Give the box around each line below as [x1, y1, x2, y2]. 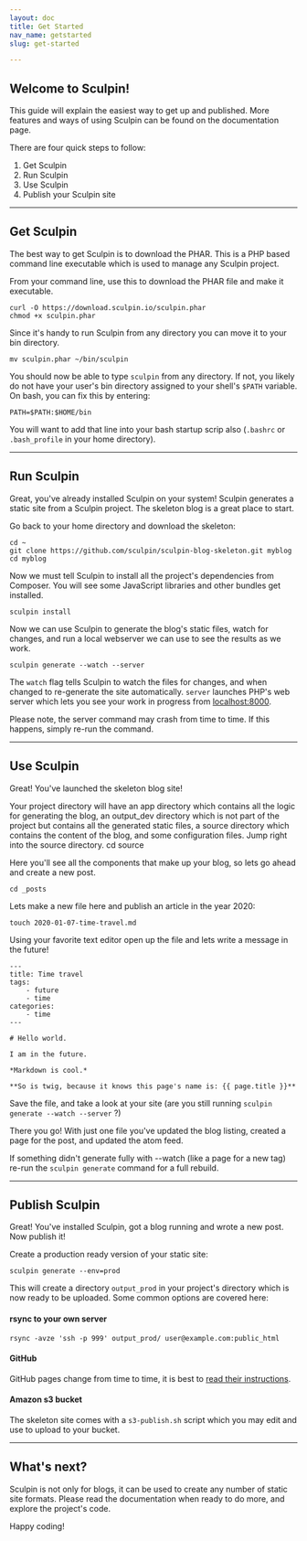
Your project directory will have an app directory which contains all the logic [9, 800, 295, 811]
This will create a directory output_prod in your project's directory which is [9, 1282, 290, 1294]
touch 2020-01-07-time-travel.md [9, 918, 137, 927]
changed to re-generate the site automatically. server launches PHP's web [9, 686, 291, 697]
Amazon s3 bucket [9, 1394, 82, 1405]
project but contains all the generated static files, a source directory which [9, 819, 290, 830]
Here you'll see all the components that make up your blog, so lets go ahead [9, 857, 297, 868]
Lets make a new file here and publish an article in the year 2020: [9, 900, 256, 911]
